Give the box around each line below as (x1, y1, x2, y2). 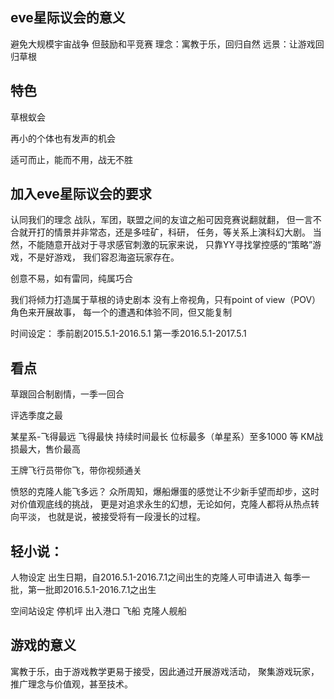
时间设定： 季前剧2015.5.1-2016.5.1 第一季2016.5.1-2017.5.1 (10, 328, 247, 340)
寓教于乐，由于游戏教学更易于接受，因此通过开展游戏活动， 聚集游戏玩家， (10, 665, 320, 677)
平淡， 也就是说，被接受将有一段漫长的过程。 (18, 511, 206, 523)
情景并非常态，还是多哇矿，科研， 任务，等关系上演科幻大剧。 (53, 226, 311, 238)
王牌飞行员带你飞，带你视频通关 (10, 464, 142, 477)
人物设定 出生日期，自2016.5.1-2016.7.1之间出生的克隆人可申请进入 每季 (10, 571, 302, 583)
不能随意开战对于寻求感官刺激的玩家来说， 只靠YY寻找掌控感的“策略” (27, 239, 313, 251)
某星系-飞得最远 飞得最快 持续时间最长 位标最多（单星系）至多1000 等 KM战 (10, 431, 324, 443)
